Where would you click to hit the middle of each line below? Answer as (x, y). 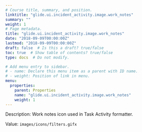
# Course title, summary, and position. (49, 10)
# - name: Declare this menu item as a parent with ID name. (72, 71)
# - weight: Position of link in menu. (48, 76)
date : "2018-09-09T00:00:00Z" (38, 39)
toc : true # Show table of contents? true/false (59, 52)
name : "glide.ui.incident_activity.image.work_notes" (73, 95)
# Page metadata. (24, 29)
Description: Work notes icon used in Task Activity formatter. (69, 114)
